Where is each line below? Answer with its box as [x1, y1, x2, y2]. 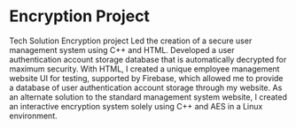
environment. [9, 110, 58, 121]
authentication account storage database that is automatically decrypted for [9, 54, 287, 64]
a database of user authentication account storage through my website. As [9, 82, 283, 93]
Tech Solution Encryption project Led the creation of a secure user [9, 35, 253, 46]
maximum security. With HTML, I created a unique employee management [9, 64, 280, 74]
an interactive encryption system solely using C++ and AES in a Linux [9, 101, 263, 111]
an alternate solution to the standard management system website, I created [9, 91, 288, 102]
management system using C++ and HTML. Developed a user [9, 44, 235, 55]
